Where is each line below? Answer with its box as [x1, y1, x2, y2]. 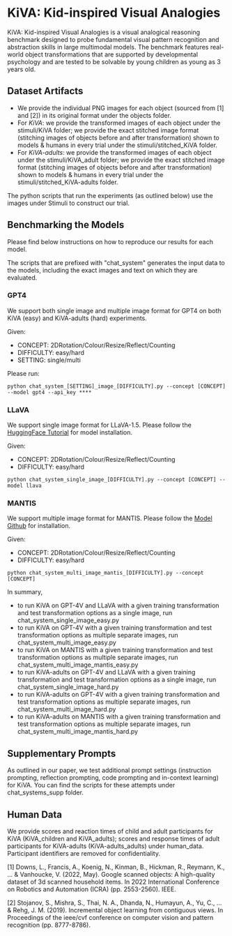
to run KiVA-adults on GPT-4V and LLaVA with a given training [17, 668, 196, 677]
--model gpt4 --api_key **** [7, 388, 92, 395]
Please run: [7, 369, 40, 377]
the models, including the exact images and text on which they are [7, 266, 198, 274]
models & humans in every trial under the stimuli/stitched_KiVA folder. [17, 141, 218, 149]
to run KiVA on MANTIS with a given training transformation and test [17, 646, 213, 654]
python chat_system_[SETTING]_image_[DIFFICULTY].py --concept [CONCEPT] [7, 382, 226, 390]
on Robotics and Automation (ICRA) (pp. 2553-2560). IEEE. [7, 885, 176, 893]
